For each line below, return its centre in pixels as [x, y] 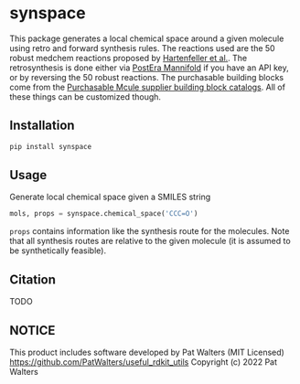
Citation [33, 279]
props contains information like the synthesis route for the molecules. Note [150, 231]
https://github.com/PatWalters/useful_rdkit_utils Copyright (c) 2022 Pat [143, 362]
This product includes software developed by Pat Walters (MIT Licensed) [147, 352]
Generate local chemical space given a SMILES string [110, 197]
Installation [42, 126]
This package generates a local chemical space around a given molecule [147, 38]
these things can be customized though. [86, 96]
